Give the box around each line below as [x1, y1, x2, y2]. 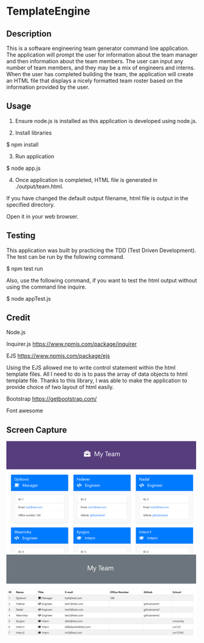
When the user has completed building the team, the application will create [6, 71, 194, 77]
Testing [6, 230, 36, 241]
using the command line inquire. [6, 283, 87, 290]
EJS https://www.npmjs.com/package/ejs [6, 352, 110, 360]
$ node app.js [6, 164, 41, 172]
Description [6, 29, 52, 39]
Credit [6, 312, 30, 323]
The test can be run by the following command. [6, 253, 125, 260]
